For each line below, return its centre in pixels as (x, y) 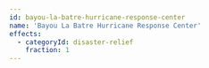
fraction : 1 (47, 50)
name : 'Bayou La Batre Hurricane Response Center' (105, 26)
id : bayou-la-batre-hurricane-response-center (97, 17)
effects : (25, 34)
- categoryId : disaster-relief (75, 42)
